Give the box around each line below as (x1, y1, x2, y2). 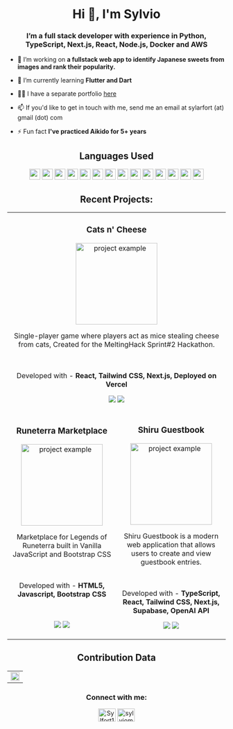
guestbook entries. (140, 557, 202, 567)
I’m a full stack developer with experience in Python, (26, 31, 207, 41)
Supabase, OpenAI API (132, 606, 210, 615)
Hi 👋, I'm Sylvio (72, 6, 161, 22)
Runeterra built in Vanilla (21, 540, 102, 550)
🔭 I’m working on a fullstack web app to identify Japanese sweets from (17, 55, 225, 64)
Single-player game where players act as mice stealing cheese (13, 331, 220, 341)
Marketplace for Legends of (16, 532, 107, 542)
